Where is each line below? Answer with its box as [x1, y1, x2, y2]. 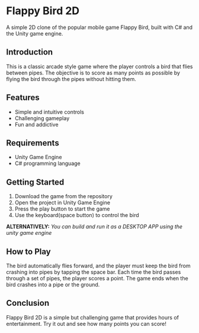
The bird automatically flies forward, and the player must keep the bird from [6, 262, 191, 269]
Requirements [6, 138, 59, 148]
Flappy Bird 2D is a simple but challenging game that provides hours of [6, 313, 179, 321]
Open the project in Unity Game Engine [14, 199, 111, 206]
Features [6, 93, 40, 103]
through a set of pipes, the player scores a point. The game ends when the [6, 275, 188, 282]
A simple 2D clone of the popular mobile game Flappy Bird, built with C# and [6, 24, 193, 31]
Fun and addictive [14, 121, 59, 128]
